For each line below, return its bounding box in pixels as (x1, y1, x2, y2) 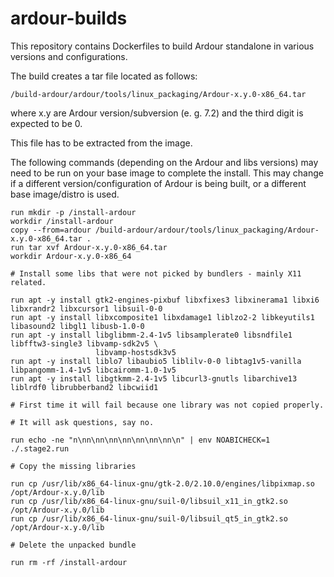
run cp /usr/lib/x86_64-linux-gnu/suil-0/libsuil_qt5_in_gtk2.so (10, 513, 288, 524)
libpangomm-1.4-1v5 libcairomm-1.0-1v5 (10, 365, 177, 375)
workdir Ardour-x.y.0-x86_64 (10, 251, 132, 261)
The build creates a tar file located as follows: (10, 70, 198, 82)
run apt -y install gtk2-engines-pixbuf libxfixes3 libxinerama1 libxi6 (10, 295, 320, 305)
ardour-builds (10, 7, 128, 30)
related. (10, 277, 47, 287)
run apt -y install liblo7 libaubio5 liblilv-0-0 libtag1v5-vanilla (10, 356, 302, 366)
